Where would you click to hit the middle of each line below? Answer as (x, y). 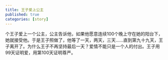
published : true (22, 14)
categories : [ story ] (27, 19)
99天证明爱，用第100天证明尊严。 (40, 52)
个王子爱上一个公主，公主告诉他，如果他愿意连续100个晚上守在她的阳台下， (84, 34)
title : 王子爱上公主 (24, 10)
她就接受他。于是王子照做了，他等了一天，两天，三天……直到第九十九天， (82, 40)
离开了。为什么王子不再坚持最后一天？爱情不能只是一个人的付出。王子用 (85, 46)
